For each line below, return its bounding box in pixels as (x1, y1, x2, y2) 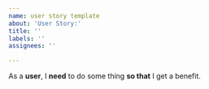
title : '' (8, 27, 42, 35)
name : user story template (8, 11, 100, 20)
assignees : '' (8, 42, 57, 50)
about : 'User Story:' (8, 19, 82, 28)
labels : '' (8, 34, 46, 43)
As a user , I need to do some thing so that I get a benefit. (8, 71, 202, 81)
